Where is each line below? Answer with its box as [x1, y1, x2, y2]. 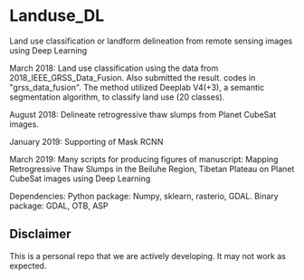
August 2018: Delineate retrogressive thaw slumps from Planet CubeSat [9, 109, 277, 120]
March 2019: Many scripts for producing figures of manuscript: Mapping [9, 153, 279, 164]
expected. [9, 260, 47, 271]
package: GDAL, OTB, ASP [9, 200, 109, 211]
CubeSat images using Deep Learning [9, 173, 151, 184]
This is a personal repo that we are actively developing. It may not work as [9, 250, 287, 261]
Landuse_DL [9, 5, 105, 26]
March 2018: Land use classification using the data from [9, 63, 219, 73]
